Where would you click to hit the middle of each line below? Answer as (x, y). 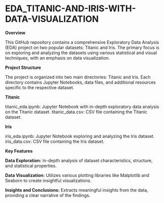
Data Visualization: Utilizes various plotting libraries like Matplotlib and (77, 175)
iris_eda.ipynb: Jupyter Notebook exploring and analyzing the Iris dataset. (80, 136)
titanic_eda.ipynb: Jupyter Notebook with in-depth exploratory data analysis (82, 106)
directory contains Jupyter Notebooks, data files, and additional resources (81, 82)
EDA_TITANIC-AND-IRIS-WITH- (71, 9)
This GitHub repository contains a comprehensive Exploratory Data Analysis (82, 42)
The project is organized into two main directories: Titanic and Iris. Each (78, 77)
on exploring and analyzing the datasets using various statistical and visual (81, 53)
